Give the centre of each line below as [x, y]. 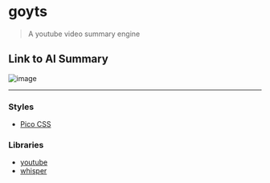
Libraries [26, 144]
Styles [21, 107]
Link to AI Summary [58, 59]
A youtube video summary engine [84, 34]
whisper [33, 171]
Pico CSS [35, 124]
